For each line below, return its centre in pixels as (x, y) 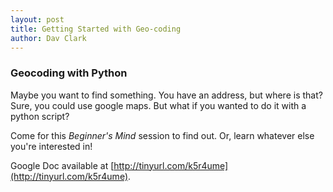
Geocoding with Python (69, 73)
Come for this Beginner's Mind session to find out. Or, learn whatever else (162, 135)
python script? (40, 116)
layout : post (37, 19)
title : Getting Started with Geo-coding (96, 29)
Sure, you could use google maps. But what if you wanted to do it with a (158, 105)
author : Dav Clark (48, 38)
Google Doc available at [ (62, 165)
